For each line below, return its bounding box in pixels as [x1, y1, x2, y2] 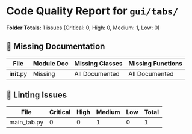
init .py [9, 69, 28, 78]
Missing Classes [74, 59, 123, 67]
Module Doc [33, 59, 69, 67]
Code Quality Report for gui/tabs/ [6, 4, 179, 18]
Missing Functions [128, 59, 182, 67]
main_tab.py [9, 118, 44, 126]
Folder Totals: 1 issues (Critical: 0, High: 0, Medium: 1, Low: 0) [6, 24, 160, 31]
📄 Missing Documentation [6, 41, 105, 52]
